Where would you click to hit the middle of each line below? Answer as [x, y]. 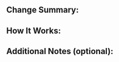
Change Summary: [42, 10]
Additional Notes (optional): [60, 51]
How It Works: [34, 31]
